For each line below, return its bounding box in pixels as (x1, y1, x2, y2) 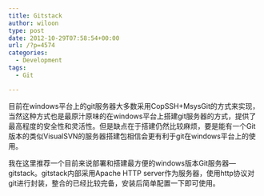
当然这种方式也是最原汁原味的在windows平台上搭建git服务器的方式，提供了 (8, 111, 257, 121)
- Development (15, 57, 62, 65)
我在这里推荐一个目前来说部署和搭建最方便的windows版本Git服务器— (8, 158, 237, 168)
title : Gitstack (8, 11, 62, 20)
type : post (8, 26, 45, 34)
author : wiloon (8, 19, 59, 27)
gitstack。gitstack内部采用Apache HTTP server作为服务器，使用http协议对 (8, 168, 255, 178)
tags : (8, 64, 26, 72)
